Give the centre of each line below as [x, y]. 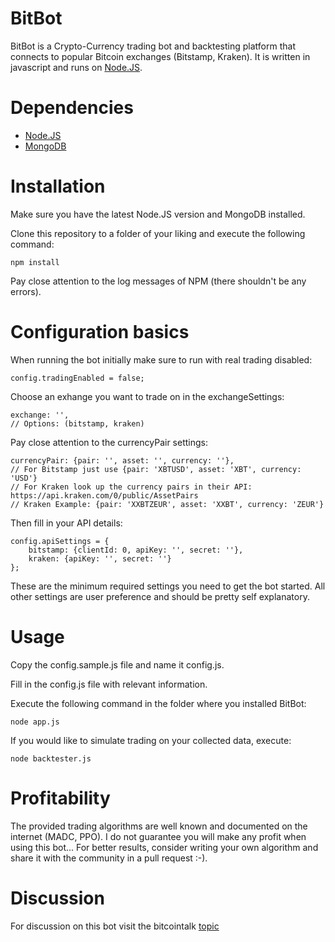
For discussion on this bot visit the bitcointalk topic [115, 926]
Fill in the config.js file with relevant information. [109, 684]
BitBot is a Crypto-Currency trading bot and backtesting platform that [153, 46]
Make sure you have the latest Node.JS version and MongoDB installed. [158, 214]
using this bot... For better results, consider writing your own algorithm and [164, 847]
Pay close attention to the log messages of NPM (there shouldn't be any [158, 281]
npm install [35, 262]
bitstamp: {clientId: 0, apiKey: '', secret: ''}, [136, 550]
